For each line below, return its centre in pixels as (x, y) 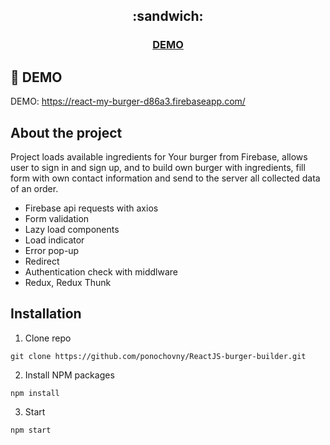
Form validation (57, 218)
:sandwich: (168, 16)
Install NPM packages (69, 375)
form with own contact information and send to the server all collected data (165, 178)
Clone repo (48, 338)
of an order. (34, 188)
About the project (66, 132)
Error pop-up (52, 250)
